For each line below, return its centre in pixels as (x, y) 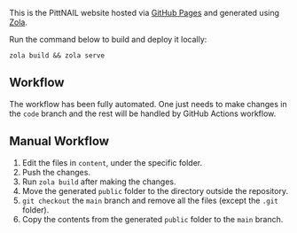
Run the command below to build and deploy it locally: (108, 39)
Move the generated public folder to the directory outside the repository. (155, 190)
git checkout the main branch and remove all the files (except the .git (150, 200)
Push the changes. (56, 172)
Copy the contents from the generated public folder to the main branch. (152, 219)
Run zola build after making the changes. (99, 182)
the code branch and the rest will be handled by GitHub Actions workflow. (143, 113)
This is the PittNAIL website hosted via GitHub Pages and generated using (145, 13)
